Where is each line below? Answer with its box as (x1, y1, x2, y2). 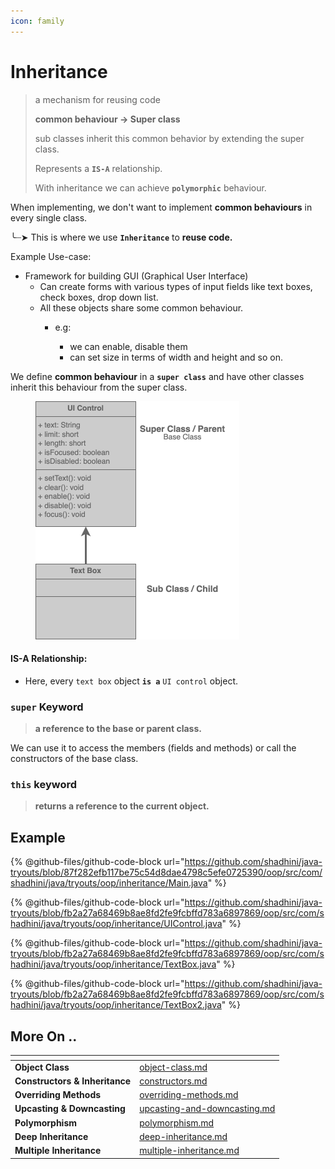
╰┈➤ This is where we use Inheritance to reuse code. (10, 231, 233, 243)
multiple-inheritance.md (139, 1145, 240, 1157)
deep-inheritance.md (139, 1130, 228, 1142)
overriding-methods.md (139, 1089, 239, 1101)
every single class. (10, 211, 88, 224)
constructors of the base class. (10, 753, 139, 765)
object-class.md (139, 1061, 208, 1073)
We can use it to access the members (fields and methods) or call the (10, 742, 297, 754)
